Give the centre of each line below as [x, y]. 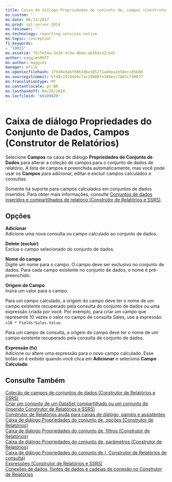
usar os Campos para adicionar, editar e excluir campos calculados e [78, 174]
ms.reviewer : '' [23, 29]
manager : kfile [21, 67]
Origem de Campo [25, 286]
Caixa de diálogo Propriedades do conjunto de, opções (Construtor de [79, 420]
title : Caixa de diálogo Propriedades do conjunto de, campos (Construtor [87, 10]
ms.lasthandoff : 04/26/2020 [35, 91]
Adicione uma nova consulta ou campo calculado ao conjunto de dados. [81, 234]
